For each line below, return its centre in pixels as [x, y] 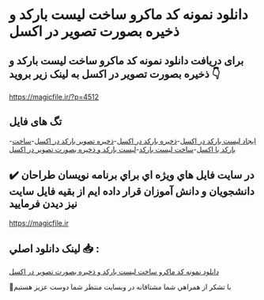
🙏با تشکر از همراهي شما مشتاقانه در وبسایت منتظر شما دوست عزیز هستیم [120, 287]
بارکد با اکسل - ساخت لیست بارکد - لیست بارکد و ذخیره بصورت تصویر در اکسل [123, 149]
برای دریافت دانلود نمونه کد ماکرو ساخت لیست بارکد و [126, 61]
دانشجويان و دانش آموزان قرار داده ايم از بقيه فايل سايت [132, 192]
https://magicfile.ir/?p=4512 [54, 97]
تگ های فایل [36, 122]
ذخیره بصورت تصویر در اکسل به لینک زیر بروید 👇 [115, 74]
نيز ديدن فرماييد [43, 204]
